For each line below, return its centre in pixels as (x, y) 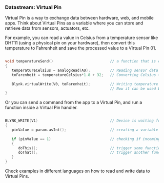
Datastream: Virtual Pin (33, 7)
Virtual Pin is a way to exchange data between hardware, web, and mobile (79, 18)
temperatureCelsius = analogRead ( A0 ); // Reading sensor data (85, 71)
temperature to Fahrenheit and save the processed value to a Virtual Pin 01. (81, 48)
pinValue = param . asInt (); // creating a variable (85, 130)
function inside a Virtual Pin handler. (41, 108)
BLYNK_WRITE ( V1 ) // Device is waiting (79, 121)
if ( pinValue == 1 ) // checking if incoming (86, 139)
